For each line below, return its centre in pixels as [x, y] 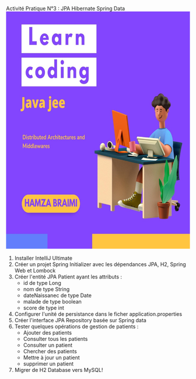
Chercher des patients [50, 351]
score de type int [43, 308]
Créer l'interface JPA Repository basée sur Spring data [80, 320]
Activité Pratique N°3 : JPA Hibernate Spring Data [66, 8]
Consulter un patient [48, 345]
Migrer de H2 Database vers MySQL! [59, 370]
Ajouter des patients [47, 332]
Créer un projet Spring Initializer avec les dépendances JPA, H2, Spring [100, 264]
